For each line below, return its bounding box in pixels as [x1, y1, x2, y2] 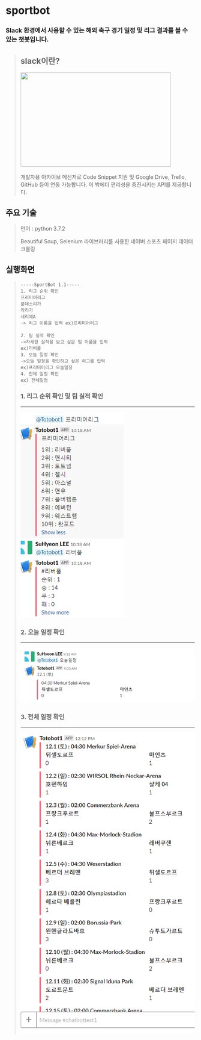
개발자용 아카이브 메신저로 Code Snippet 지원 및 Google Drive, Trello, [20, 173, 187, 181]
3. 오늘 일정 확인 [20, 352, 59, 358]
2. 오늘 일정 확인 [20, 627, 65, 636]
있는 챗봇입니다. [5, 36, 49, 44]
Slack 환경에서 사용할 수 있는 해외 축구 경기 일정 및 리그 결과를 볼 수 [5, 26, 188, 35]
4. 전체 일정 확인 [20, 371, 59, 377]
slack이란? [20, 55, 61, 66]
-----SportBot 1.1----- [20, 281, 80, 288]
